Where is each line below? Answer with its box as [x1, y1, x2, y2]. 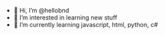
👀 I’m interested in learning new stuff [13, 13, 118, 22]
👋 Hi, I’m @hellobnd [13, 7, 70, 14]
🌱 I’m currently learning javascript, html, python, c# [13, 21, 159, 28]
